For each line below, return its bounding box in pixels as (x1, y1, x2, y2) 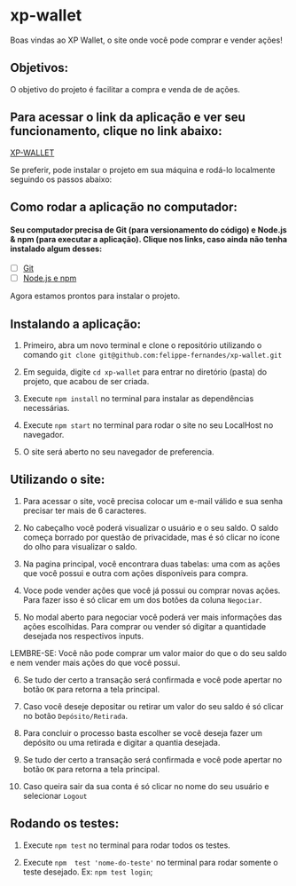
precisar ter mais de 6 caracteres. (22, 505, 147, 516)
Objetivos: (10, 60, 69, 75)
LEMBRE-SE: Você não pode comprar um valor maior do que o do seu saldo (10, 647, 287, 658)
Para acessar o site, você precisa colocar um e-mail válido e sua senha (22, 495, 283, 506)
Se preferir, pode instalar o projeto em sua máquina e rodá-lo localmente (10, 164, 276, 175)
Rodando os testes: (10, 816, 120, 831)
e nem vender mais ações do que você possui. (10, 657, 181, 668)
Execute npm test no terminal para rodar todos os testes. (22, 840, 231, 850)
